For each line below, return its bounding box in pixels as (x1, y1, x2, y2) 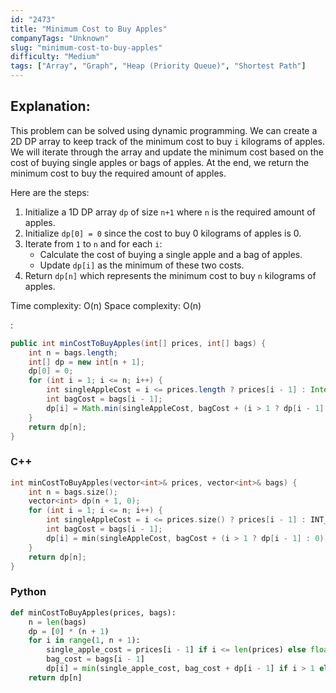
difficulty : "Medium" (10, 52, 101, 62)
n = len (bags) (28, 617, 87, 627)
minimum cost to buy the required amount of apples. (10, 167, 227, 179)
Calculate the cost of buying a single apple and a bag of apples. (39, 248, 303, 260)
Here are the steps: (10, 186, 90, 198)
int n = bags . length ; (28, 347, 118, 358)
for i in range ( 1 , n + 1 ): (28, 636, 141, 646)
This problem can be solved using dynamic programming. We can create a (10, 124, 318, 136)
